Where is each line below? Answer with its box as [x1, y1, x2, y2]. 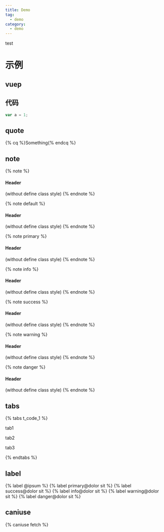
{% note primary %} [5, 233, 47, 239]
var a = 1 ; [5, 112, 28, 117]
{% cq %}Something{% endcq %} [5, 140, 76, 146]
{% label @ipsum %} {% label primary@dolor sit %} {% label [5, 483, 132, 489]
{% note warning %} [5, 332, 48, 338]
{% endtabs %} [5, 454, 37, 460]
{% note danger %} [5, 364, 46, 370]
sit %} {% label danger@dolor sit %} [5, 493, 81, 500]
